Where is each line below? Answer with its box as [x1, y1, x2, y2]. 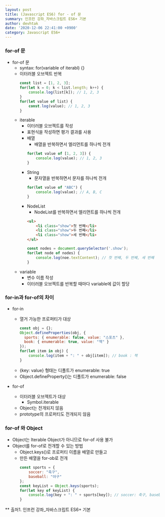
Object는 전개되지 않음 [19, 405, 64, 411]
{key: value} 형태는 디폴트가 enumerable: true [19, 367, 110, 373]
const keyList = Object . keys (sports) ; [19, 483, 99, 488]
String [27, 170, 39, 175]
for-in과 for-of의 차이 [5, 294, 54, 301]
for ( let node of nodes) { [27, 250, 80, 255]
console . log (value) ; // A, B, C [36, 189, 102, 195]
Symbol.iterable [27, 399, 59, 405]
